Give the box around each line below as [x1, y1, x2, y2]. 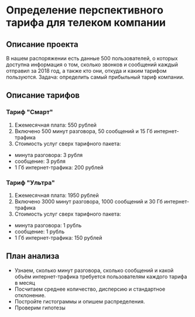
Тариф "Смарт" [6, 108, 53, 116]
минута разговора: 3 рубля [14, 151, 83, 158]
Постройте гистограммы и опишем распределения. [14, 298, 145, 305]
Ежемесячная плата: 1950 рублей [14, 192, 99, 199]
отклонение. [14, 291, 46, 299]
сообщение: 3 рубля [14, 158, 66, 165]
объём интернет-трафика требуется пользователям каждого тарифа [14, 273, 187, 280]
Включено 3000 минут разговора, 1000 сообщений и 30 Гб [14, 197, 163, 205]
